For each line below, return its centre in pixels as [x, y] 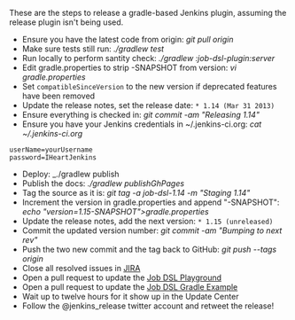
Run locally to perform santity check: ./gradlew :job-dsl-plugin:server [148, 58]
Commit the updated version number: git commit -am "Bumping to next [152, 230]
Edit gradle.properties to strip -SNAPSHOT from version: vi [129, 67]
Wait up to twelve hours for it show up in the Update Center [130, 297]
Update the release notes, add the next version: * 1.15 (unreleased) [147, 221]
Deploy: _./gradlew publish [70, 174]
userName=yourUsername [51, 150]
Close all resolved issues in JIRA [81, 268]
